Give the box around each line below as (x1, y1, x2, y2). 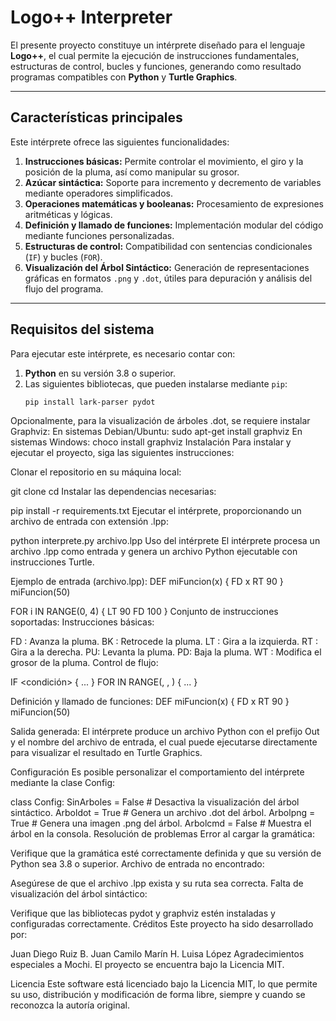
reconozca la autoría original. (10, 999, 131, 1011)
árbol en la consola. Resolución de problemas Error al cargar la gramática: (10, 828, 315, 840)
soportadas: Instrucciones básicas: (10, 616, 155, 628)
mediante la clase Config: (10, 777, 116, 789)
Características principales (10, 109, 183, 126)
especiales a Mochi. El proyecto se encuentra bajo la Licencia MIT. (10, 959, 285, 971)
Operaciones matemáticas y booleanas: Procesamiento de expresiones (24, 197, 324, 210)
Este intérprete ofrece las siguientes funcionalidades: (10, 136, 230, 148)
